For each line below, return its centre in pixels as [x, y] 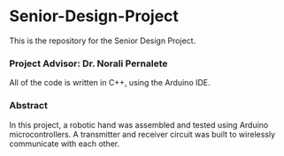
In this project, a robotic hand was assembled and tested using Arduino [139, 124]
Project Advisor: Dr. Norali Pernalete [88, 63]
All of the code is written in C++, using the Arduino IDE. [110, 83]
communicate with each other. [65, 144]
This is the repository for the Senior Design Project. [103, 41]
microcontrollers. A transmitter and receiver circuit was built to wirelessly [142, 134]
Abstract [29, 106]
